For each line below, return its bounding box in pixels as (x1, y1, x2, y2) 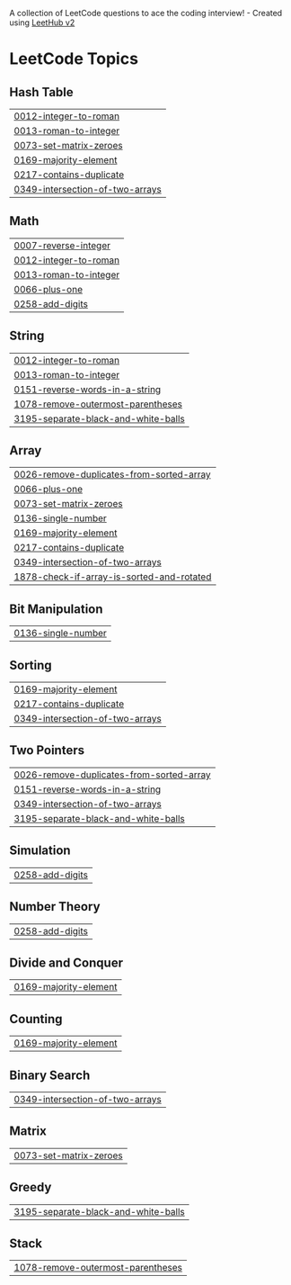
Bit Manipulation (9, 601, 103, 616)
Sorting (9, 657, 52, 673)
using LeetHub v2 (9, 17, 75, 28)
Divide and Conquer (9, 955, 124, 970)
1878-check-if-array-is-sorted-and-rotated (13, 571, 212, 583)
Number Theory (9, 899, 101, 914)
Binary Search (9, 1067, 91, 1083)
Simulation (9, 843, 71, 858)
